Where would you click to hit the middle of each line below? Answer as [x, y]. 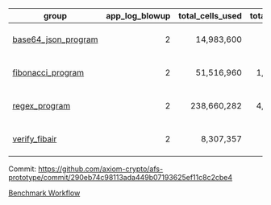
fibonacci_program [48, 73]
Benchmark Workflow [44, 193]
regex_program [42, 106]
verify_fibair [35, 139]
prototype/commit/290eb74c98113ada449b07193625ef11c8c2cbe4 [120, 177]
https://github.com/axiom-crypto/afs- [101, 169]
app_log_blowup [138, 16]
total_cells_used [210, 16]
